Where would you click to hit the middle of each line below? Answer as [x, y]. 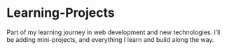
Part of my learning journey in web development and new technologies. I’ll [113, 32]
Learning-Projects [61, 13]
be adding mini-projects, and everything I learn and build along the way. [110, 39]
